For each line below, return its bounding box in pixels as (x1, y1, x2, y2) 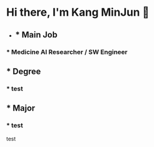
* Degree (6, 66, 41, 76)
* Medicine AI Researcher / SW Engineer (6, 48, 128, 56)
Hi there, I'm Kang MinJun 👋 (6, 5, 150, 19)
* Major (6, 103, 35, 114)
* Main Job (15, 30, 58, 40)
